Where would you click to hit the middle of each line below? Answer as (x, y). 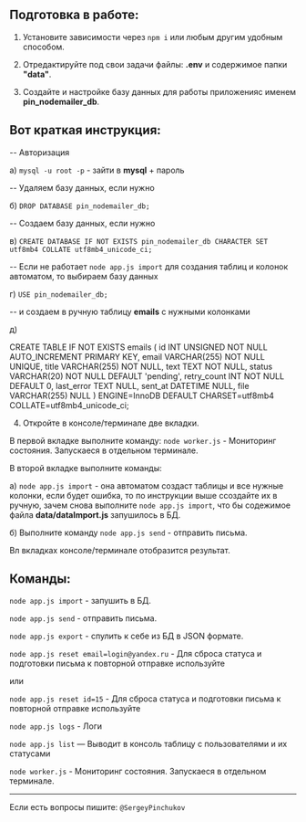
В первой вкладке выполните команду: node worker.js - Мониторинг (143, 440)
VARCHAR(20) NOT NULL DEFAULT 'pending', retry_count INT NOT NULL (147, 376)
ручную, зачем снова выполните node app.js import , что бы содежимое (150, 505)
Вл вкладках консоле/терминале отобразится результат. (120, 550)
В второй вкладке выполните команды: (86, 468)
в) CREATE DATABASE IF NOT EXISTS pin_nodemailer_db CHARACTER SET (139, 240)
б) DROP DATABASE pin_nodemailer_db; (80, 205)
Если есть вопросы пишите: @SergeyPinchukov (97, 807)
